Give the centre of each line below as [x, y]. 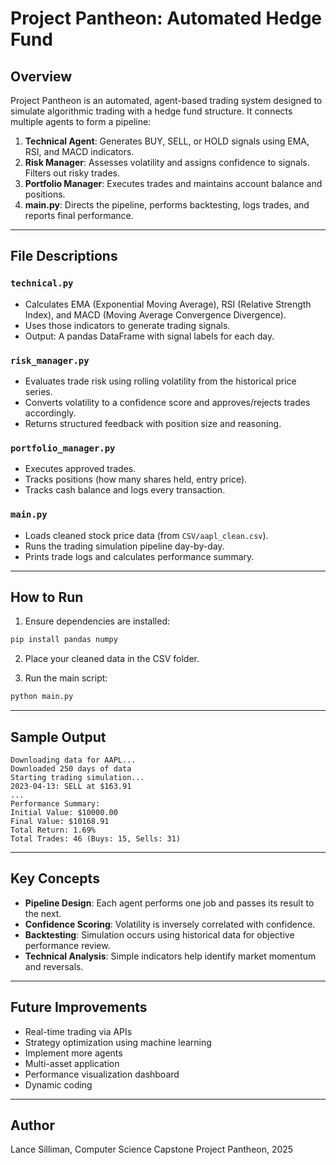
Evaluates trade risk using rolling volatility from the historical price [160, 381]
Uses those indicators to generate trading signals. [127, 325]
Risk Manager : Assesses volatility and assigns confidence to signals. [167, 162]
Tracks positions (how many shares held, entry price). [136, 479]
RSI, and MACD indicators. [79, 151]
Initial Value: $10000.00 [64, 812]
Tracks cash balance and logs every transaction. [125, 490]
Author [32, 1125]
